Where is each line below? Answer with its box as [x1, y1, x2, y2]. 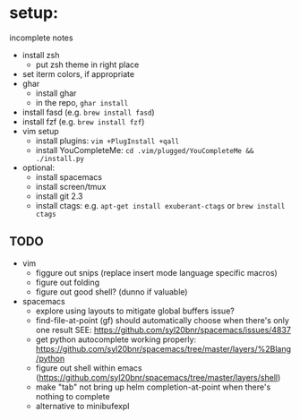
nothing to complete [35, 390, 110, 401]
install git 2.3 [35, 191, 83, 201]
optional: [21, 162, 56, 173]
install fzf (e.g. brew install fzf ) [21, 116, 145, 127]
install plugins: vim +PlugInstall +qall [35, 135, 180, 146]
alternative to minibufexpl [35, 400, 130, 411]
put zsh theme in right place [35, 59, 140, 70]
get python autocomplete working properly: [35, 334, 197, 345]
